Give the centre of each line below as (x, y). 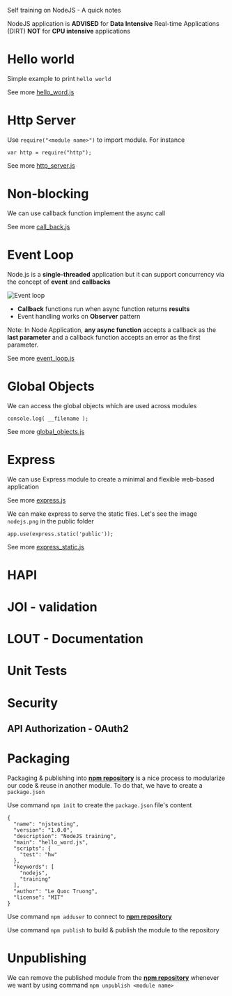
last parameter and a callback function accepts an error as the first (104, 337)
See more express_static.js (46, 547)
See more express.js (37, 500)
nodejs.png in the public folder (51, 521)
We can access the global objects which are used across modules (102, 405)
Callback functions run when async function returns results (103, 309)
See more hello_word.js (41, 92)
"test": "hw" (39, 854)
